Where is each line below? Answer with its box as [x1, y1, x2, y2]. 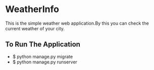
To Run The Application [5, 40, 81, 49]
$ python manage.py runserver [12, 59, 77, 65]
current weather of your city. [5, 25, 65, 31]
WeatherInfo [5, 4, 60, 15]
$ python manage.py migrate [12, 53, 73, 59]
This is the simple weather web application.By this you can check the [5, 20, 149, 26]
